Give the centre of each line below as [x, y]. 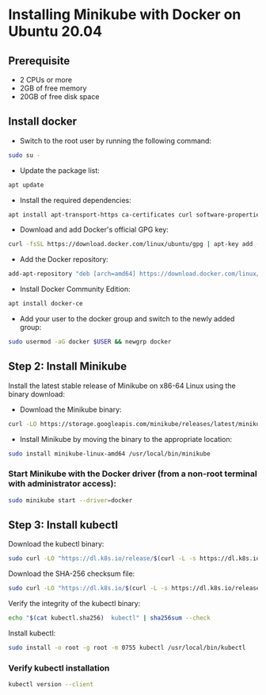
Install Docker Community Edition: [75, 289]
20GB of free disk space [59, 96]
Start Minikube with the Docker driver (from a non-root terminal [133, 474]
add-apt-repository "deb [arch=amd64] [72, 274]
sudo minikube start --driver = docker [70, 500]
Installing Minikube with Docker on [125, 15]
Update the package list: [60, 170]
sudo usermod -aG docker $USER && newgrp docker [90, 342]
